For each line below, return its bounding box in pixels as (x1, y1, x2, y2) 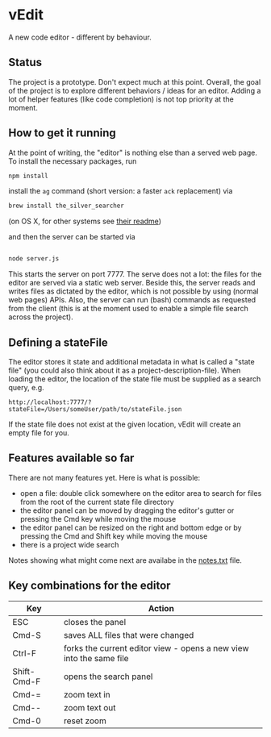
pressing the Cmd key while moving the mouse (19, 514, 177, 523)
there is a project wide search (19, 539, 119, 549)
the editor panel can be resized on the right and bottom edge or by (19, 523, 242, 532)
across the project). (8, 312, 74, 322)
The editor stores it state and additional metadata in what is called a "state (8, 357, 256, 366)
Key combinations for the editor (8, 579, 171, 593)
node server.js (8, 255, 60, 263)
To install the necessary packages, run (8, 156, 137, 166)
